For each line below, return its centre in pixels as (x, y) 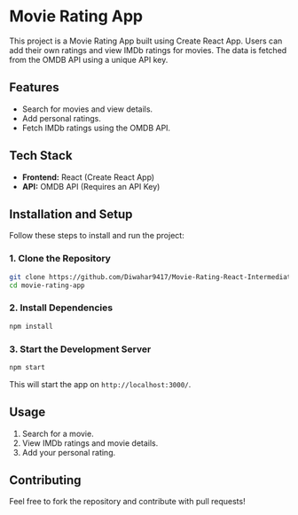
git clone (27, 277)
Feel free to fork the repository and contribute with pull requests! (127, 502)
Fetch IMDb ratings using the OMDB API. (96, 128)
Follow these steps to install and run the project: (97, 236)
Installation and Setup (71, 214)
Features (34, 87)
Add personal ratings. (62, 118)
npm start (27, 367)
